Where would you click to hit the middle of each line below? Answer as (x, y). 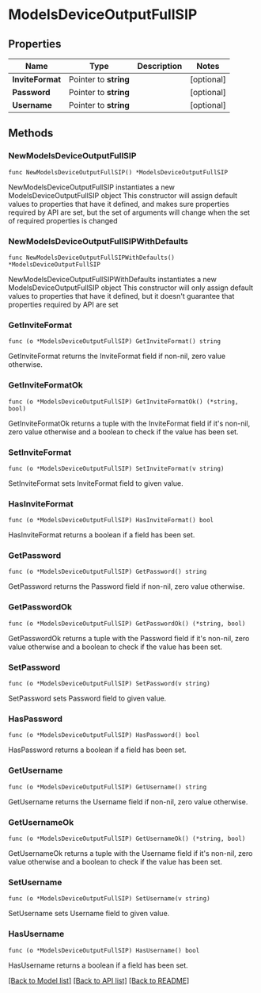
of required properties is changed (63, 220)
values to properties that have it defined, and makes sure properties (119, 204)
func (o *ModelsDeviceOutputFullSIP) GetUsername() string (108, 787)
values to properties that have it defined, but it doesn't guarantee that (121, 296)
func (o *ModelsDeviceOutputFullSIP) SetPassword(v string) (110, 684)
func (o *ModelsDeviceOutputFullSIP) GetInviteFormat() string (115, 342)
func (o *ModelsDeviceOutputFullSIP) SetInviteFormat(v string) (116, 468)
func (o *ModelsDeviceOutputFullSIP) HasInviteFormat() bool (111, 521)
